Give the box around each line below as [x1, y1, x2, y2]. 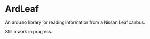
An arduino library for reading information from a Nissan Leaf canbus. [5, 19, 145, 25]
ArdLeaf [5, 3, 39, 14]
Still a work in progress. [5, 28, 53, 34]
